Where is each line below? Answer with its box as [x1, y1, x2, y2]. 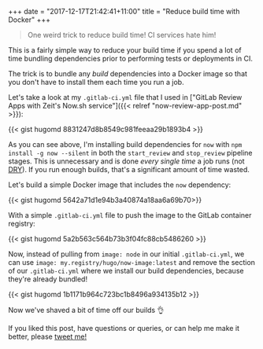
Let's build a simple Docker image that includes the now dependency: [8, 180, 232, 189]
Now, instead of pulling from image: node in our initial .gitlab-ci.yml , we [8, 249, 245, 259]
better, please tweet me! [8, 332, 87, 341]
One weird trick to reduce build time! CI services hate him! [27, 31, 217, 39]
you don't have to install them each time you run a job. [8, 78, 184, 86]
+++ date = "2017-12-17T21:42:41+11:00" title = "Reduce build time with [8, 7, 240, 16]
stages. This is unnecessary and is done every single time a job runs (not [8, 156, 246, 166]
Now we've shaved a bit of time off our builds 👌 [8, 306, 165, 314]
